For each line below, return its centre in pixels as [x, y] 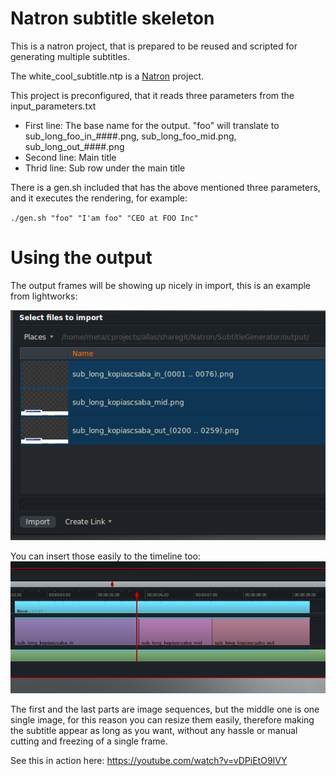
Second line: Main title [70, 157]
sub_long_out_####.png [74, 146]
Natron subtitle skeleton [112, 18]
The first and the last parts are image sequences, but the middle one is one [165, 709]
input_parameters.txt [53, 106]
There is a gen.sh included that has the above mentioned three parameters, [165, 187]
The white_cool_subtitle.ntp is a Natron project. [107, 76]
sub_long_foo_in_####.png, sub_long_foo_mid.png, [130, 136]
